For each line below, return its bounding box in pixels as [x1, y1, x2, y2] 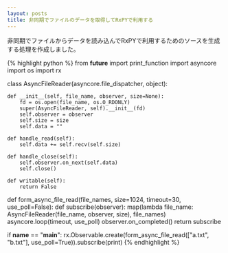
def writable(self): [7, 177, 67, 184]
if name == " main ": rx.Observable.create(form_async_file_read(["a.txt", [7, 230, 209, 239]
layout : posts [7, 10, 48, 17]
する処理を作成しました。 [7, 45, 80, 53]
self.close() [19, 165, 57, 172]
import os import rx [7, 66, 62, 74]
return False [19, 183, 57, 190]
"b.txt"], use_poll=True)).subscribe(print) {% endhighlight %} [7, 238, 180, 246]
